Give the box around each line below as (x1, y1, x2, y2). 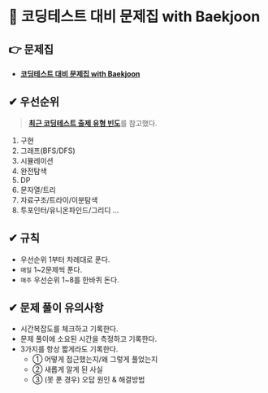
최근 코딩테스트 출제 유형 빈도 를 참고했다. (28, 118, 158, 128)
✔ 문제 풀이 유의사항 (8, 301, 104, 315)
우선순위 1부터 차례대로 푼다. (19, 254, 110, 264)
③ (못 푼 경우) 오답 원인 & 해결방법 (32, 375, 145, 385)
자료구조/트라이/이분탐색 (19, 194, 98, 204)
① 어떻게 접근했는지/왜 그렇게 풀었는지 (32, 355, 158, 365)
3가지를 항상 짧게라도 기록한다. (19, 344, 119, 354)
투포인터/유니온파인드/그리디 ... (19, 205, 119, 215)
